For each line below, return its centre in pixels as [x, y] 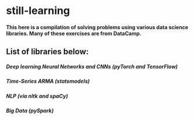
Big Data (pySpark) [30, 110]
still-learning [38, 11]
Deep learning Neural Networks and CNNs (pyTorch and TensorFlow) [92, 66]
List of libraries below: [47, 52]
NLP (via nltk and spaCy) [37, 96]
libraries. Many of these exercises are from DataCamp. [74, 33]
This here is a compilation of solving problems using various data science [97, 27]
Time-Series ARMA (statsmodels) [48, 81]
